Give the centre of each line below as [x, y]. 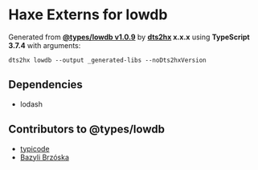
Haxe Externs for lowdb [88, 15]
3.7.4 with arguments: [45, 45]
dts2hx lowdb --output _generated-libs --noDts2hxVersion [107, 60]
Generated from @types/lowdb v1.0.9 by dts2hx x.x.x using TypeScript [129, 37]
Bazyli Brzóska [45, 157]
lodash [31, 104]
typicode [35, 148]
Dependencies [45, 85]
